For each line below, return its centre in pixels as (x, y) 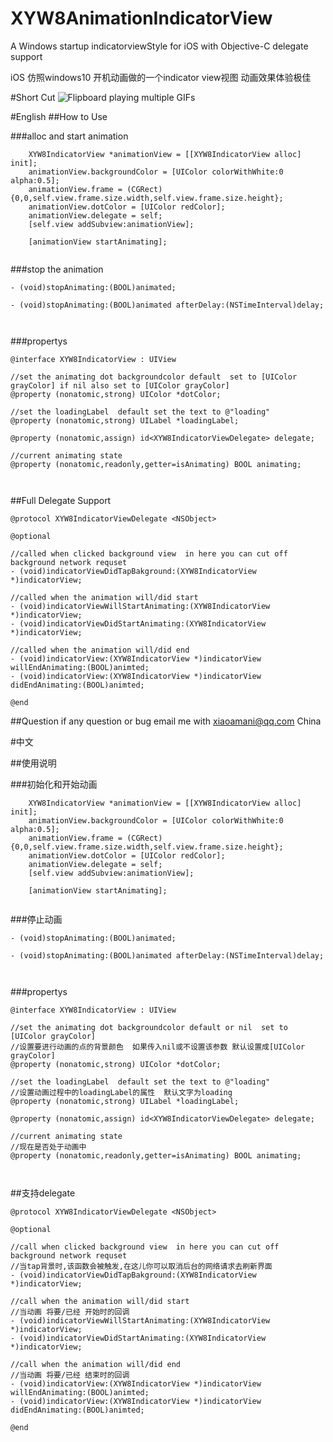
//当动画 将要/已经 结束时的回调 (70, 1375)
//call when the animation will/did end (96, 1364)
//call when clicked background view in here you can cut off (145, 1247)
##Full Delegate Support (61, 500)
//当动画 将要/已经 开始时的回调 (70, 1312)
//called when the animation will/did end (100, 650)
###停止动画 (36, 919)
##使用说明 (33, 763)
